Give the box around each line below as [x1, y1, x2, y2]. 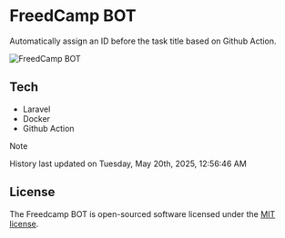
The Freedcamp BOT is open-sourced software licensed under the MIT [9, 208, 276, 219]
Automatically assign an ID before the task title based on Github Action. [9, 35, 277, 46]
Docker [22, 113, 51, 124]
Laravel [22, 104, 51, 114]
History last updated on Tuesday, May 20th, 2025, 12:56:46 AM [9, 158, 248, 169]
